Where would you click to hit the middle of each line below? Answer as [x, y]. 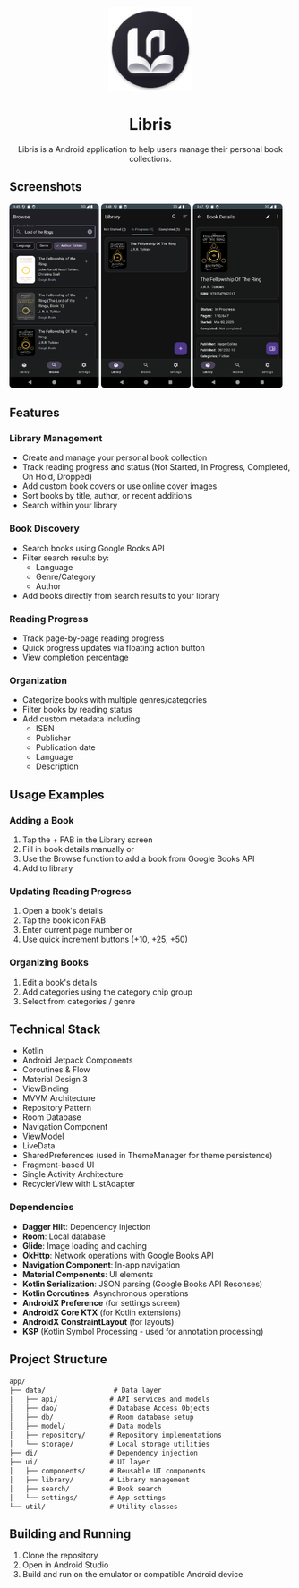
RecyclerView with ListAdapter [79, 1184]
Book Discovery [45, 528]
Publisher [53, 738]
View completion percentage [75, 657]
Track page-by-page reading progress [93, 638]
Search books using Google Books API [94, 548]
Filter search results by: [66, 558]
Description [57, 766]
